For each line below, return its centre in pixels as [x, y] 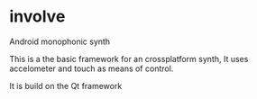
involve [37, 17]
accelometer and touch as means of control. [92, 68]
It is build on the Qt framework [66, 85]
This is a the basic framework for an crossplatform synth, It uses [129, 58]
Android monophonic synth [60, 41]
